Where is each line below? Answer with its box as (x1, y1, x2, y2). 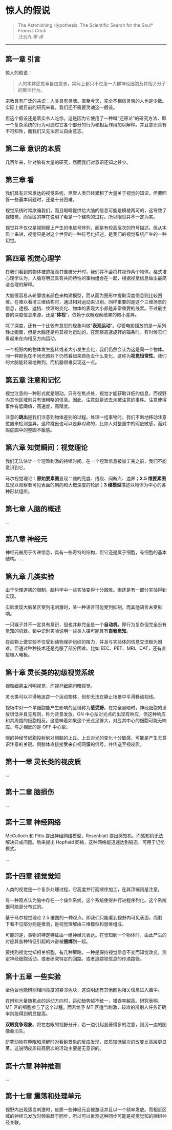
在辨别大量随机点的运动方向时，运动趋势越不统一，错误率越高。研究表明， (5, 997, 162, 1004)
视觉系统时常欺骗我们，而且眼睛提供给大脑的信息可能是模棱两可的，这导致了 (5, 208, 167, 214)
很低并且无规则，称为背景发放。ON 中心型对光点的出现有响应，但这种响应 (9, 711, 166, 717)
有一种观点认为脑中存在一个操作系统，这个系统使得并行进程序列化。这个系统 (5, 897, 167, 903)
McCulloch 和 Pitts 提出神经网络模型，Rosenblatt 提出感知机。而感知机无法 (5, 833, 164, 839)
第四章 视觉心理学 (5, 254, 61, 262)
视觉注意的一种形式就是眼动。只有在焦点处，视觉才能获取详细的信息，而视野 (5, 390, 167, 396)
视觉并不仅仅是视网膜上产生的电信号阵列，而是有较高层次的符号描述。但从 (5, 224, 162, 231)
